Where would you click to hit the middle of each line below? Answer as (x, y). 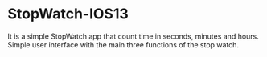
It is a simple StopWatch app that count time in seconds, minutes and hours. (133, 36)
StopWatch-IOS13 (68, 14)
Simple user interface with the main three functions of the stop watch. (123, 44)
